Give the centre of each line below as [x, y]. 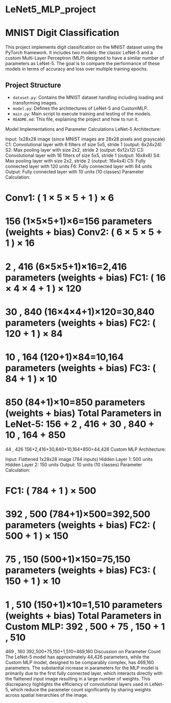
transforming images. [35, 103]
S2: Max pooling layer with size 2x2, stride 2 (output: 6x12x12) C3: [75, 150]
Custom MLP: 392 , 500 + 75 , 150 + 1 [85, 626]
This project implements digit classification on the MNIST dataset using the [84, 47]
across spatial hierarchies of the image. [47, 695]
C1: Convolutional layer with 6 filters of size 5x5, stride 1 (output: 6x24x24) [83, 144]
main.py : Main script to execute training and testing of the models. [82, 113]
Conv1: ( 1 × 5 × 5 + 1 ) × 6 [60, 198]
